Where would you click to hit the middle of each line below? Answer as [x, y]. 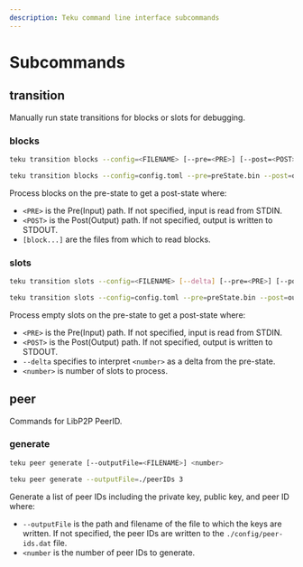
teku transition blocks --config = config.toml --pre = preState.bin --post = [151, 176]
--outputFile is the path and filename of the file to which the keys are [152, 524]
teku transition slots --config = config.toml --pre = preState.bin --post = [149, 297]
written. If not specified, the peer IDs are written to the [124, 533]
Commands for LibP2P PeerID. [66, 421]
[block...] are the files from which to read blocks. [116, 239]
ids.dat [37, 544]
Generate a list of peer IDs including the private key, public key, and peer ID [150, 497]
